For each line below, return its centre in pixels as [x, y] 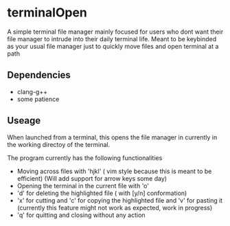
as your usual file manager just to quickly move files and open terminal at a [113, 46]
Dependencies [39, 75]
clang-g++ [32, 91]
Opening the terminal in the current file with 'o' [83, 185]
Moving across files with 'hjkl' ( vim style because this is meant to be [114, 171]
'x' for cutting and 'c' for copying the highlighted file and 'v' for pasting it [120, 200]
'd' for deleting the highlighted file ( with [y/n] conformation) [102, 193]
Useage [24, 121]
